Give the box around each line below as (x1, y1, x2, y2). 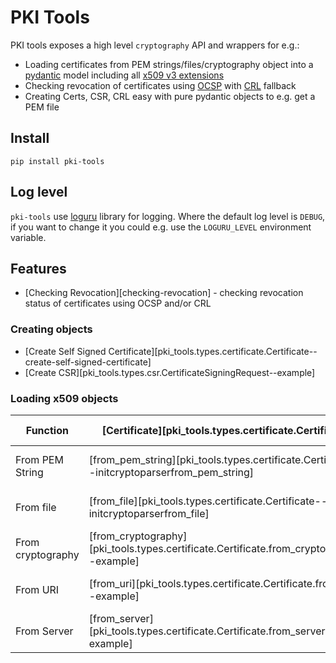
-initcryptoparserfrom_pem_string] (88, 465, 255, 479)
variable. (10, 231, 47, 243)
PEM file (24, 101, 60, 113)
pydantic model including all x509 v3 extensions (24, 69, 225, 81)
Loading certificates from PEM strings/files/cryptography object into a (24, 58, 314, 70)
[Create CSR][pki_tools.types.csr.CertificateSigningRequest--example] (24, 366, 316, 378)
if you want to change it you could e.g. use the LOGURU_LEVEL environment (10, 221, 312, 233)
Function (25, 423, 69, 437)
